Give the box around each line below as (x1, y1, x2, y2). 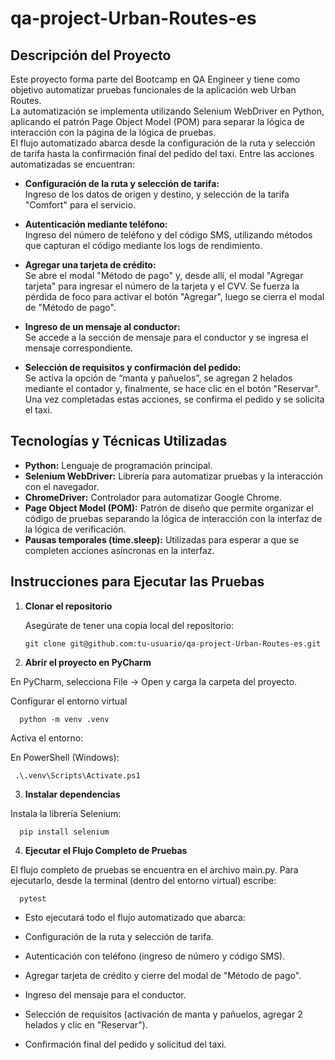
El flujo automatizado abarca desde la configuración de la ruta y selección (10, 137, 316, 149)
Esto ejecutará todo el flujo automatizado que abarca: (24, 911, 246, 923)
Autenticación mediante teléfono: (24, 218, 168, 230)
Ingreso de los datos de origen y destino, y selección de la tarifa (24, 188, 290, 200)
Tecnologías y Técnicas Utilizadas (10, 433, 228, 450)
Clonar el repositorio (24, 600, 113, 612)
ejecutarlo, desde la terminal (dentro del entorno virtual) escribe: (10, 874, 277, 886)
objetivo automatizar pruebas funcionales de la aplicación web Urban (10, 84, 297, 96)
